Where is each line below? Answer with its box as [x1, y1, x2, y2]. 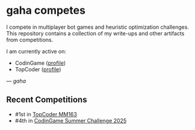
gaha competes [6, 4, 86, 17]
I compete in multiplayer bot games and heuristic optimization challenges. [6, 23, 190, 31]
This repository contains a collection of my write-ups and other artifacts [6, 29, 185, 37]
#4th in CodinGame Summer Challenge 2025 [14, 117, 127, 124]
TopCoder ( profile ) [14, 65, 61, 72]
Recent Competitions [6, 95, 87, 105]
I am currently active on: [6, 47, 67, 55]
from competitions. [6, 36, 54, 43]
